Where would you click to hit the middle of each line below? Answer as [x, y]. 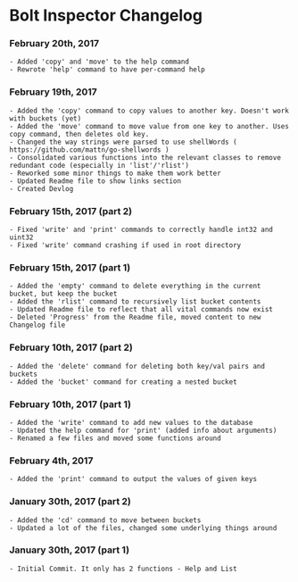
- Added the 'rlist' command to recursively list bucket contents [135, 302]
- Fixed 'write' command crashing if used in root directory [125, 245]
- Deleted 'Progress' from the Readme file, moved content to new [135, 318]
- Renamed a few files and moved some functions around [115, 438]
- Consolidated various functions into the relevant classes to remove [145, 157]
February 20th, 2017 [54, 44]
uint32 [21, 237]
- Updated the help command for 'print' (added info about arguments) [143, 430]
